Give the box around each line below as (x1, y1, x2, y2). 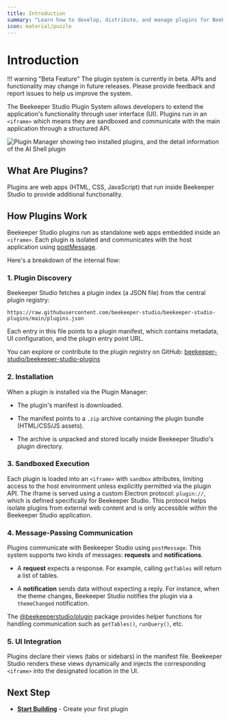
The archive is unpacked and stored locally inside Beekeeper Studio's (16, 435, 214, 443)
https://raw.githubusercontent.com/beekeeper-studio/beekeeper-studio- (7, 309, 216, 316)
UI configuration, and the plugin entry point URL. (7, 335, 144, 343)
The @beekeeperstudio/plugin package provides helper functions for (7, 613, 203, 621)
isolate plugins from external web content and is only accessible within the (7, 504, 218, 512)
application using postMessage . (7, 242, 97, 250)
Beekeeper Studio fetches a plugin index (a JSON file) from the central (7, 289, 206, 297)
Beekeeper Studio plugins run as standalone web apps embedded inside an (7, 228, 220, 236)
